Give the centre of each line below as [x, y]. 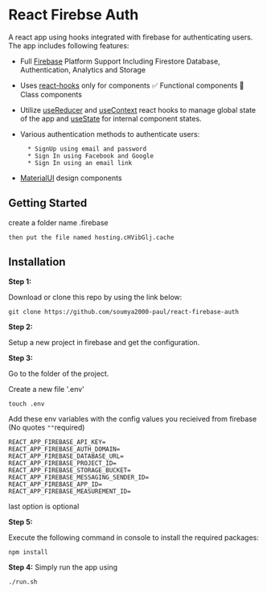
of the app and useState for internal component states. [111, 118]
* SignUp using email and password [87, 149]
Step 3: [21, 358]
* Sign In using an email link [80, 163]
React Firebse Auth [74, 15]
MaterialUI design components [71, 178]
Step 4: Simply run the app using [63, 567]
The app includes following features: [69, 45]
